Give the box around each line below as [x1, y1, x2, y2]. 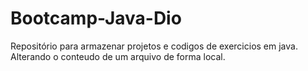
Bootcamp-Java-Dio [10, 7, 182, 30]
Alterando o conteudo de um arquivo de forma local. [10, 50, 226, 62]
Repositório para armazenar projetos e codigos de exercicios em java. [10, 40, 298, 52]
